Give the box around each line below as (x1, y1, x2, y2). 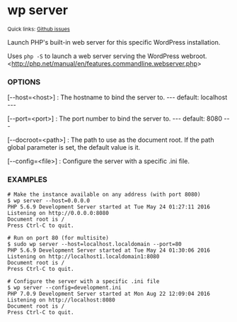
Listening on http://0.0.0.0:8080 (7, 209, 110, 216)
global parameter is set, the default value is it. (7, 143, 141, 152)
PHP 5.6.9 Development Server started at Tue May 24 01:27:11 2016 (7, 203, 211, 211)
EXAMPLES (7, 174, 47, 184)
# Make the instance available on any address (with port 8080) (7, 191, 201, 198)
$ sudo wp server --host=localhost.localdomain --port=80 (7, 240, 182, 248)
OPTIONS (7, 77, 41, 87)
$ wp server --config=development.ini (7, 284, 122, 291)
